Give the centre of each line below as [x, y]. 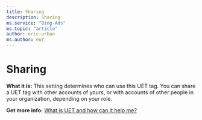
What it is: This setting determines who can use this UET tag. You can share [101, 86]
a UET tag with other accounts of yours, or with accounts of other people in [100, 92]
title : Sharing [25, 12]
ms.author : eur [25, 40]
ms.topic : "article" [32, 28]
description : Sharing [33, 17]
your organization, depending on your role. [59, 98]
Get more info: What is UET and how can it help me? [72, 110]
